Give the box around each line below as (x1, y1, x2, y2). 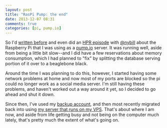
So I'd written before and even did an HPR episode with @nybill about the (5, 39, 156, 45)
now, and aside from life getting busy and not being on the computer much (5, 112, 159, 118)
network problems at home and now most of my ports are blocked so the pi (5, 76, 160, 82)
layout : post (5, 7, 32, 12)
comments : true (5, 21, 37, 26)
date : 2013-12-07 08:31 (5, 16, 55, 21)
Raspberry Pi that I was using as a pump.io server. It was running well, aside (5, 45, 162, 51)
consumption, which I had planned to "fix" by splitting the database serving (5, 55, 160, 61)
